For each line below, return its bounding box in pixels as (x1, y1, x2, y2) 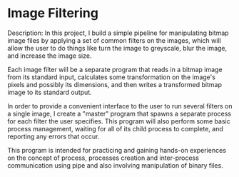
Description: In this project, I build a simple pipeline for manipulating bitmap (7, 29, 230, 37)
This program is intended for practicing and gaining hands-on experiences (7, 146, 227, 154)
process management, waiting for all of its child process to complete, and (7, 124, 223, 133)
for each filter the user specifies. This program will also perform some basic (7, 116, 230, 126)
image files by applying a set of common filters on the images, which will (7, 36, 221, 44)
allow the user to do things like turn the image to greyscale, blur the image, (7, 44, 228, 52)
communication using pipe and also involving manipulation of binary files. (7, 161, 223, 169)
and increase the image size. (7, 51, 92, 60)
